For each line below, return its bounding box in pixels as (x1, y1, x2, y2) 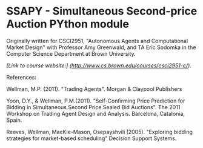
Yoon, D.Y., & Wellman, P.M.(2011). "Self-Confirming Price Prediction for (6, 97, 185, 104)
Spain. (6, 116, 22, 124)
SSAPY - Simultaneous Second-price (6, 4, 198, 18)
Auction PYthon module (6, 17, 129, 31)
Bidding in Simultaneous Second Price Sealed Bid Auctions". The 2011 (6, 103, 181, 110)
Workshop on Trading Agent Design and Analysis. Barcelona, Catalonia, (6, 110, 185, 117)
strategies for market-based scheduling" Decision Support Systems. (6, 135, 177, 142)
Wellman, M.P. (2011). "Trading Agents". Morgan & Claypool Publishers (6, 85, 182, 92)
